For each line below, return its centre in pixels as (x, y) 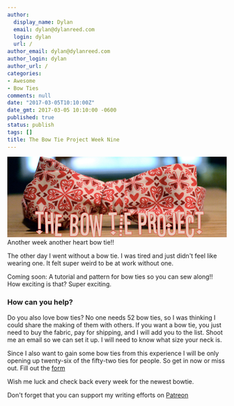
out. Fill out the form (36, 368)
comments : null (29, 95)
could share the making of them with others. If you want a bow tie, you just (114, 325)
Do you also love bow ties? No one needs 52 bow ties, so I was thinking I (111, 318)
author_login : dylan (37, 59)
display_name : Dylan (43, 22)
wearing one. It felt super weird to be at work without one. (91, 263)
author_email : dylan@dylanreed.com (59, 52)
